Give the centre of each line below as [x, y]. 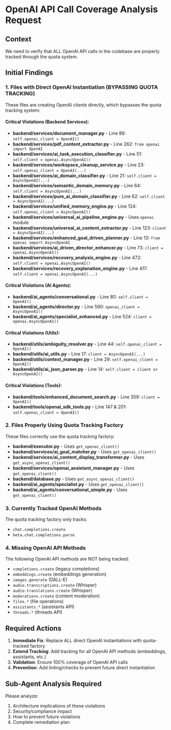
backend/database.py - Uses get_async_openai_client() [74, 479]
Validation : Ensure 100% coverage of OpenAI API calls [70, 662]
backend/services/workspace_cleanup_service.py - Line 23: [79, 165]
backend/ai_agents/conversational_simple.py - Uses [70, 489]
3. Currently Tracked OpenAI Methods [54, 508]
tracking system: [23, 110]
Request [23, 20]
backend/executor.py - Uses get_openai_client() [66, 446]
